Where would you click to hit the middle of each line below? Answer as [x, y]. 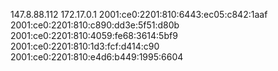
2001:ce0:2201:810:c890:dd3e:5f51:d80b [95, 25]
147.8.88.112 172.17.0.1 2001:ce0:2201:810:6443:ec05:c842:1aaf [139, 14]
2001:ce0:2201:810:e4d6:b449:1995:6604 [97, 57]
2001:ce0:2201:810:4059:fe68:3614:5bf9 [94, 35]
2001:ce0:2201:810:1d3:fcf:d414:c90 [85, 46]
